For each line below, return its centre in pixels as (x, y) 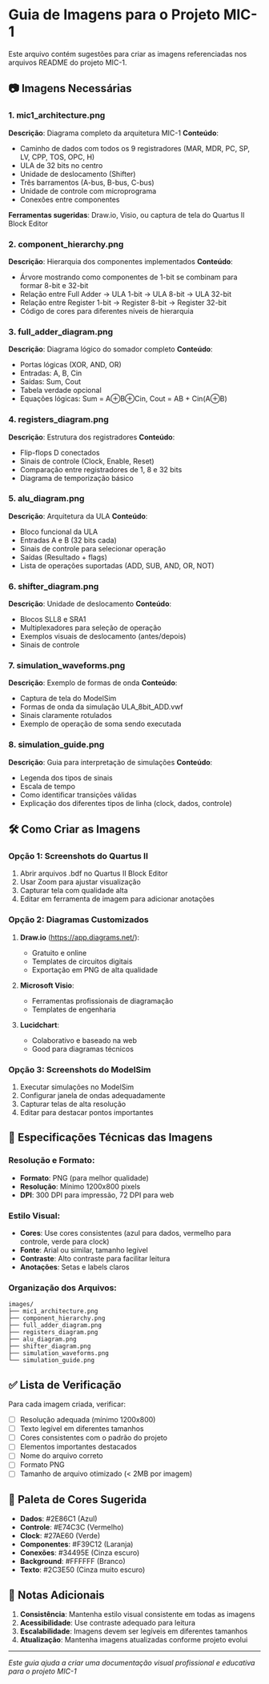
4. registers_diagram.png (59, 419)
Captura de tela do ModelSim (68, 699)
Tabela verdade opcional (60, 391)
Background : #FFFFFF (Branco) (72, 1562)
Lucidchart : (40, 1024)
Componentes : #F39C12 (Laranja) (76, 1544)
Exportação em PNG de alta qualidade (95, 969)
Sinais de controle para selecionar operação (93, 548)
